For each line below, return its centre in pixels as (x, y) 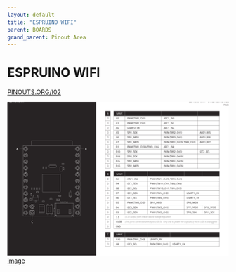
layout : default (31, 15)
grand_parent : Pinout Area (47, 37)
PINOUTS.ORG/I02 (34, 92)
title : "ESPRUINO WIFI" (42, 22)
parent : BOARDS (29, 30)
